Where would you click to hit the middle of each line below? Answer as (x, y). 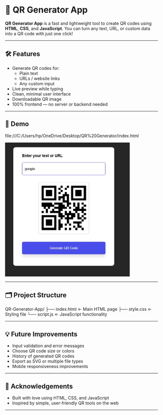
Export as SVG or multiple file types (48, 361)
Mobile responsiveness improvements (50, 367)
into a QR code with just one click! (39, 33)
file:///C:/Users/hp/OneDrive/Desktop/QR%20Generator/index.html (72, 136)
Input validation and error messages (48, 346)
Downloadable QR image (37, 99)
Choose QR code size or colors (43, 351)
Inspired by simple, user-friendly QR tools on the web (65, 403)
